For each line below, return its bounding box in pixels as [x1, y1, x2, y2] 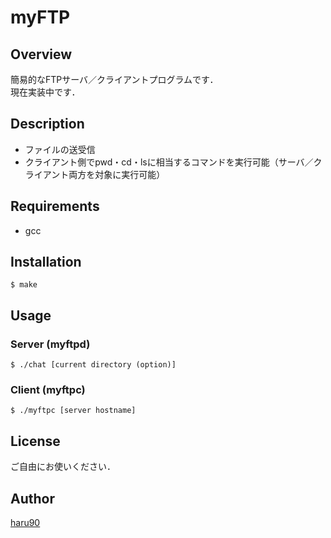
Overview [10, 46, 73, 63]
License [10, 432, 61, 450]
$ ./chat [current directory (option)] [10, 360, 177, 370]
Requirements [10, 198, 100, 215]
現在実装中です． [10, 86, 81, 98]
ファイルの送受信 [24, 143, 96, 155]
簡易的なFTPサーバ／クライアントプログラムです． [10, 74, 219, 85]
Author [10, 490, 55, 507]
